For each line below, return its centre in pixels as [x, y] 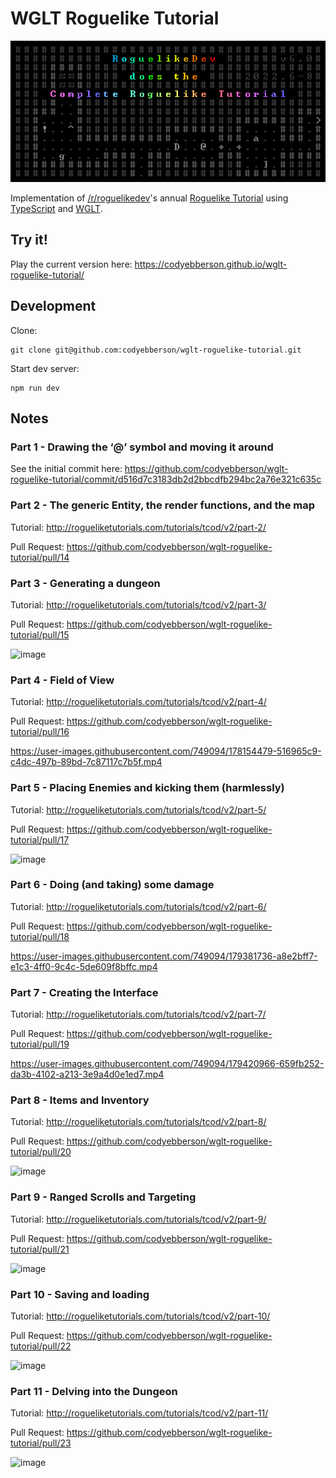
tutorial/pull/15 [40, 634]
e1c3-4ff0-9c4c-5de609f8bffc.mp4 [84, 966]
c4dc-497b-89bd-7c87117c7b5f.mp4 [86, 762]
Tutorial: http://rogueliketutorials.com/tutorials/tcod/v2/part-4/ [138, 702]
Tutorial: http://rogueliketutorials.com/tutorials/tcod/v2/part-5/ [138, 809]
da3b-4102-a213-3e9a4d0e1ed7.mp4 [87, 1074]
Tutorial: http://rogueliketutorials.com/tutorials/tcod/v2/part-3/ [138, 604]
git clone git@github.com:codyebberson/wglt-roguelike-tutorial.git [156, 350]
